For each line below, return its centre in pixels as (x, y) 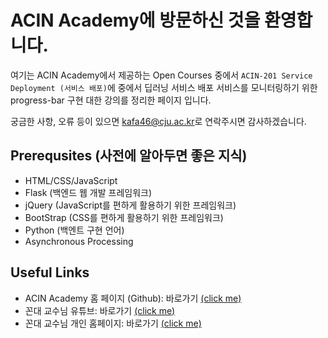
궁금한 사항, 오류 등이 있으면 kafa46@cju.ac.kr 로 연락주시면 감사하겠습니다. (158, 121)
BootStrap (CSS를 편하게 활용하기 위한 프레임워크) (124, 217)
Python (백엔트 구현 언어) (74, 230)
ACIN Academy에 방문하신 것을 (135, 20)
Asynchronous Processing (79, 241)
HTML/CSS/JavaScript (71, 180)
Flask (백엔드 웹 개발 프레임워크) (88, 192)
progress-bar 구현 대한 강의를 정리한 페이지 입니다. (111, 100)
